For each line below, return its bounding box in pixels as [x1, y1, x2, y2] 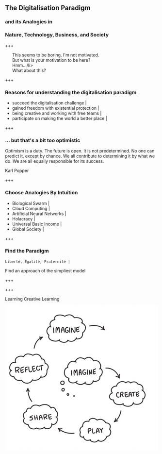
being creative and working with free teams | [12, 110, 102, 116]
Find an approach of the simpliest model [5, 268, 86, 273]
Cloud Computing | [12, 205, 50, 211]
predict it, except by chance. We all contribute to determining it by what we [5, 153, 155, 159]
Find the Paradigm [5, 248, 49, 254]
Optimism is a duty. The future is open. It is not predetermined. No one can [5, 148, 155, 154]
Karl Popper [5, 168, 29, 174]
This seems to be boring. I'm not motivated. [12, 52, 99, 58]
